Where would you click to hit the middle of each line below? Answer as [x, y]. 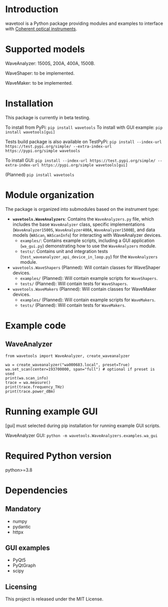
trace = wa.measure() [28, 382]
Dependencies [36, 490]
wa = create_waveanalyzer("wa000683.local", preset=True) [68, 365]
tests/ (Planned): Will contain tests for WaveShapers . [74, 283]
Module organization [50, 195]
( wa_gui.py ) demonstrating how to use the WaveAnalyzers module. [88, 246]
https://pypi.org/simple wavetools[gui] [85, 165]
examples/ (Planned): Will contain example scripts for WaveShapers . [89, 278]
